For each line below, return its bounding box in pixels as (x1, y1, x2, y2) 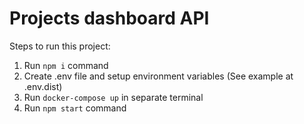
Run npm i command (23, 59, 109, 71)
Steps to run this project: (9, 40, 111, 52)
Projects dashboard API (9, 7, 210, 30)
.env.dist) (23, 80, 63, 92)
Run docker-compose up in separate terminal (23, 91, 204, 103)
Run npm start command (23, 102, 127, 114)
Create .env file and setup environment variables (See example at (23, 70, 294, 82)
